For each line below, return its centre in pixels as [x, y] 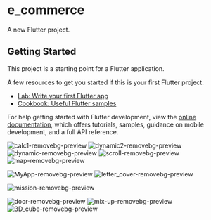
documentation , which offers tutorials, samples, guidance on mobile [105, 124]
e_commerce [46, 10]
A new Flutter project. [39, 30]
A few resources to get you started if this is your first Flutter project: [105, 82]
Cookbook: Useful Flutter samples [67, 103]
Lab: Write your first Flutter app [63, 96]
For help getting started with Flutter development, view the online [102, 117]
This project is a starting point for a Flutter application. [86, 68]
